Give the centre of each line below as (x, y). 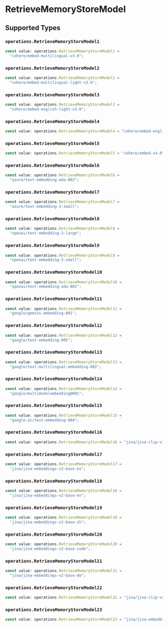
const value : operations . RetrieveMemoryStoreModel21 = (63, 571)
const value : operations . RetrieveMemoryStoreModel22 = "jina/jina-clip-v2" (86, 598)
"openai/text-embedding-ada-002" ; (45, 287)
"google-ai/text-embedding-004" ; (44, 420)
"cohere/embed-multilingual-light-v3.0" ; (53, 82)
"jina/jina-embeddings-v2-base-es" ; (48, 469)
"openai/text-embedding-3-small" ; (45, 260)
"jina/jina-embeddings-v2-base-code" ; (50, 549)
